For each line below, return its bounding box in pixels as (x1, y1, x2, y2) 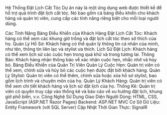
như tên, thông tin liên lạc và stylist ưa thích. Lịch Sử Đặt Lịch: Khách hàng (5, 46, 158, 52)
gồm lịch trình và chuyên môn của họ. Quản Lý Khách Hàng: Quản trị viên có (5, 78, 162, 84)
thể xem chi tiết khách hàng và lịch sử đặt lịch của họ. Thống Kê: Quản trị (5, 83, 156, 89)
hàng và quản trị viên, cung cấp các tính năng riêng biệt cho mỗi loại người (5, 15, 159, 21)
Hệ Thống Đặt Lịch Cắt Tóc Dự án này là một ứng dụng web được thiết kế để (5, 5, 162, 10)
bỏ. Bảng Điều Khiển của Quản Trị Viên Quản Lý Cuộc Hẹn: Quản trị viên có (5, 62, 160, 68)
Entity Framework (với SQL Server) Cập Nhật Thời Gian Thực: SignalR (5, 105, 148, 110)
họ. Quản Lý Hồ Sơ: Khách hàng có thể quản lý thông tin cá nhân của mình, (5, 41, 160, 47)
